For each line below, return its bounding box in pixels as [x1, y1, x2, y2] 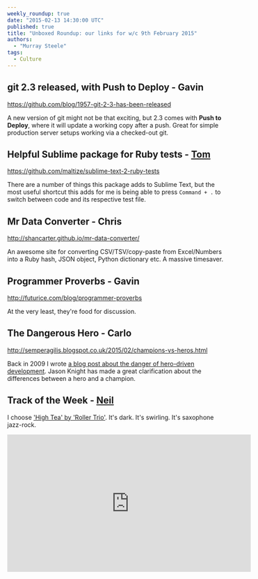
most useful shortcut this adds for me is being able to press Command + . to [7, 188, 221, 196]
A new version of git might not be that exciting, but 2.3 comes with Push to [7, 113, 222, 122]
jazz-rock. [7, 420, 37, 429]
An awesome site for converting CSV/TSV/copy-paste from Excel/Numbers [7, 248, 223, 256]
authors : [7, 36, 33, 43]
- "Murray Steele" [13, 43, 67, 50]
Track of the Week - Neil [7, 395, 114, 407]
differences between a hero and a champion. [7, 374, 136, 382]
